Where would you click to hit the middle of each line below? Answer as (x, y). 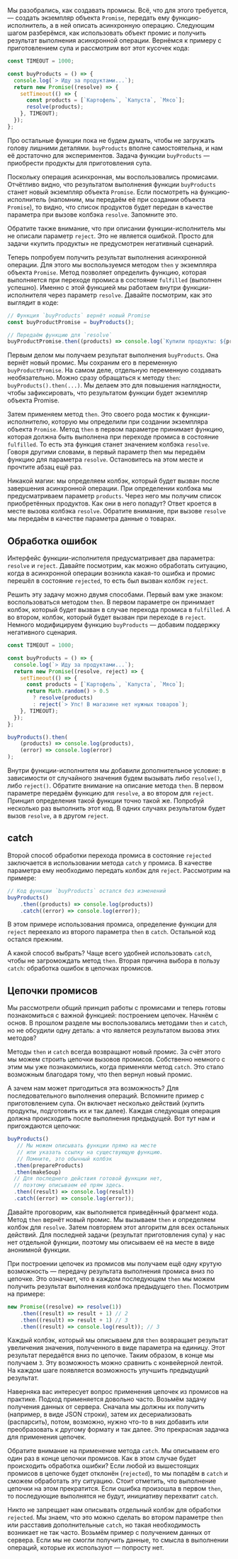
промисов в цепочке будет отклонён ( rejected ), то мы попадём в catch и (118, 1474)
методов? (22, 1038)
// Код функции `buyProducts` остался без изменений (87, 891)
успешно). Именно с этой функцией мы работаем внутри (94, 287)
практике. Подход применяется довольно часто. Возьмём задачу (107, 1399)
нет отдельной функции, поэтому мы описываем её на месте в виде (111, 1242)
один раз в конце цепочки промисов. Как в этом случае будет (102, 1458)
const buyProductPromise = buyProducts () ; (71, 322)
